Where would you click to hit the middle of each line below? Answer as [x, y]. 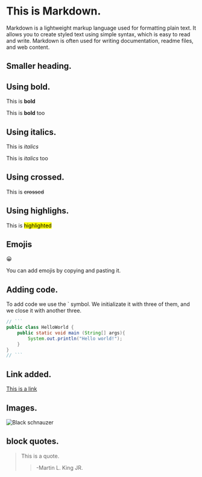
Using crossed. [35, 177]
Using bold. [28, 87]
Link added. [29, 374]
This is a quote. [40, 456]
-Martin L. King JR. [59, 467]
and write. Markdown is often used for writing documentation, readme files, [100, 41]
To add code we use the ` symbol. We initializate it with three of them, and [98, 304]
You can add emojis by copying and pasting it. [64, 271]
